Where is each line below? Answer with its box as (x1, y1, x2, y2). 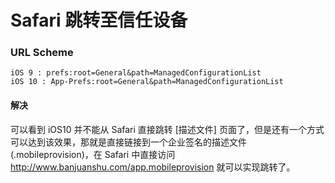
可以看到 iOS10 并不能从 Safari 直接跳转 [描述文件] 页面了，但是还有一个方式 (10, 123, 325, 135)
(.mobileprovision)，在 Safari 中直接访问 (10, 148, 176, 160)
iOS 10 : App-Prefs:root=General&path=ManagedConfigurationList (10, 77, 284, 87)
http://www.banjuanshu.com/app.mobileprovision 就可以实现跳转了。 (10, 161, 296, 173)
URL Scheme (10, 46, 74, 60)
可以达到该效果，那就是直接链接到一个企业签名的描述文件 (10, 136, 247, 148)
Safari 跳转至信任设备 (10, 9, 188, 32)
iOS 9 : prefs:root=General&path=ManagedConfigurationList (10, 68, 262, 78)
